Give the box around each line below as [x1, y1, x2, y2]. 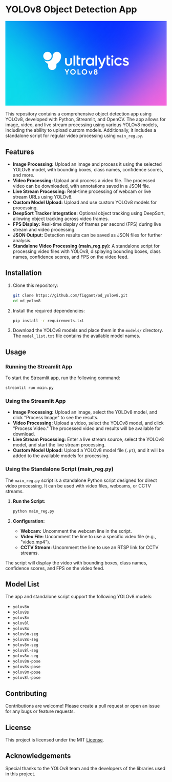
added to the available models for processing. [12, 453, 110, 459]
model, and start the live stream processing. [12, 442, 106, 448]
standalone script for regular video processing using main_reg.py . [5, 132, 144, 139]
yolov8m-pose [12, 670, 41, 675]
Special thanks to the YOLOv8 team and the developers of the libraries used [5, 765, 165, 771]
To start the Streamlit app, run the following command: [5, 375, 120, 381]
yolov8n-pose [12, 659, 41, 664]
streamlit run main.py [5, 385, 54, 390]
